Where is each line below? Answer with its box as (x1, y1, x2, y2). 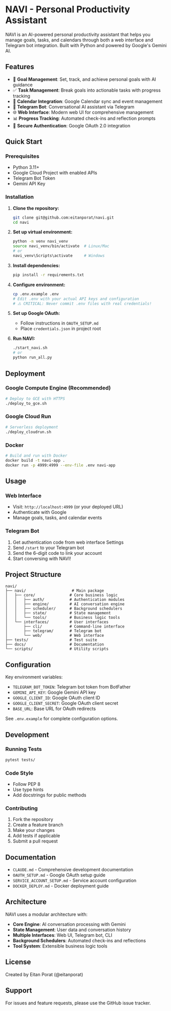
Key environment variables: (5, 674, 63, 680)
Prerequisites (5, 153, 39, 160)
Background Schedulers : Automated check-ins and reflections (12, 937, 146, 943)
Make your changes (12, 827, 55, 833)
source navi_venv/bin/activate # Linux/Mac (12, 244, 110, 249)
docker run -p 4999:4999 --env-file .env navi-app (5, 462, 116, 468)
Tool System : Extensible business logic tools (12, 943, 108, 949)
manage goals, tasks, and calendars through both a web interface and (5, 37, 154, 43)
